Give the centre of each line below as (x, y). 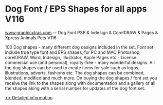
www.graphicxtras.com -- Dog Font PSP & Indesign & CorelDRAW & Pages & (81, 32)
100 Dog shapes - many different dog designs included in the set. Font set (79, 47)
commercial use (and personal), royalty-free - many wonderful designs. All (80, 62)
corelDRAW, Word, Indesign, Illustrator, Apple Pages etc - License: (71, 57)
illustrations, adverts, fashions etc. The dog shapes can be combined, (75, 73)
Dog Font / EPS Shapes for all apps (76, 9)
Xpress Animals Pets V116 (31, 38)
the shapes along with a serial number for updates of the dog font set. (75, 88)
